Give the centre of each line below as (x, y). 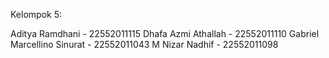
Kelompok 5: (36, 14)
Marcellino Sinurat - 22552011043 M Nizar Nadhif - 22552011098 (144, 44)
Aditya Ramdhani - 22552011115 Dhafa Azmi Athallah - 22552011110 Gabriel (165, 33)
